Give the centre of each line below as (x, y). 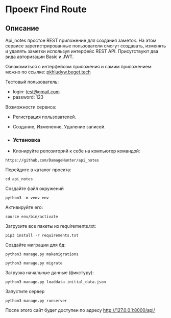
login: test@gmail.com (36, 92)
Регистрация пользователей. (44, 117)
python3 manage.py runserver (36, 301)
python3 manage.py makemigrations (42, 254)
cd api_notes (19, 179)
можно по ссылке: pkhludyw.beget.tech (48, 72)
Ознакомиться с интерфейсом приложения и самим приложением (78, 67)
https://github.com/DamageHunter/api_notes (52, 161)
